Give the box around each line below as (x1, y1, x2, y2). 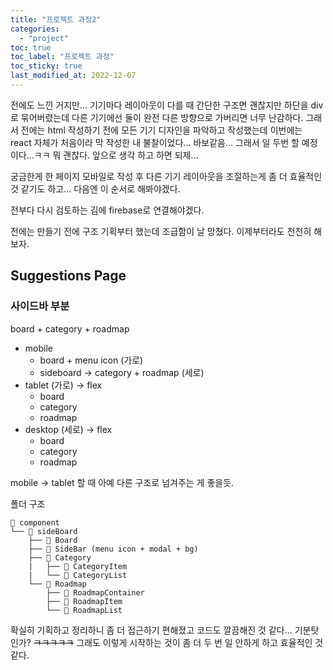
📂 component (10, 517, 60, 528)
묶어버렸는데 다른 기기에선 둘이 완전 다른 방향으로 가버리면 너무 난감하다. (20, 111, 304, 123)
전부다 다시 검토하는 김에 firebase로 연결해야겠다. (10, 204, 205, 216)
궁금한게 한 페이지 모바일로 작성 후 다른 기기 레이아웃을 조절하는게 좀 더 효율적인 (10, 170, 323, 182)
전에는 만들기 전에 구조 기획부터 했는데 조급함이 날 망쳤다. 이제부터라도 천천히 (10, 225, 312, 237)
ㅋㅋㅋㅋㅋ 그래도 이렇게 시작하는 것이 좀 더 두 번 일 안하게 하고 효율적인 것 (33, 636, 324, 648)
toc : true (10, 42, 52, 53)
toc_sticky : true (10, 61, 83, 71)
